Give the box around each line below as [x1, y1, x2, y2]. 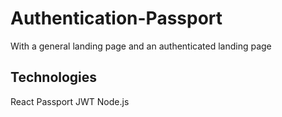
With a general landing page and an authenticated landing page [10, 40, 272, 52]
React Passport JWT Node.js [10, 95, 130, 107]
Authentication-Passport [10, 7, 223, 30]
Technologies [10, 69, 98, 86]
